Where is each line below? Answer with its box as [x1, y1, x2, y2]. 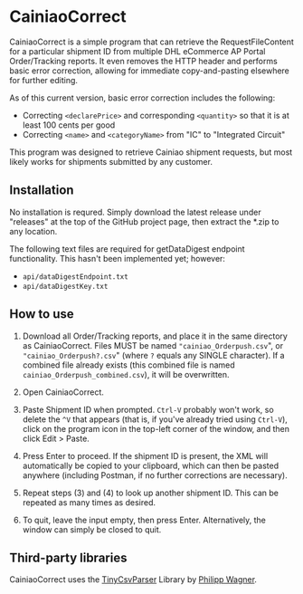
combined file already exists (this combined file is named [22, 359, 235, 370]
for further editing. [9, 74, 79, 85]
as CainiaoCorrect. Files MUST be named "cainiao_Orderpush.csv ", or [22, 340, 283, 350]
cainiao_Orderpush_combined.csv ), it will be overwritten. [22, 369, 230, 379]
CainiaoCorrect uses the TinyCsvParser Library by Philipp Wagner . [9, 574, 258, 585]
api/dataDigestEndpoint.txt [22, 272, 128, 282]
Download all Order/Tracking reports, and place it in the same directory [22, 331, 288, 341]
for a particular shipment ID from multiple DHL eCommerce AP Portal [9, 45, 266, 56]
